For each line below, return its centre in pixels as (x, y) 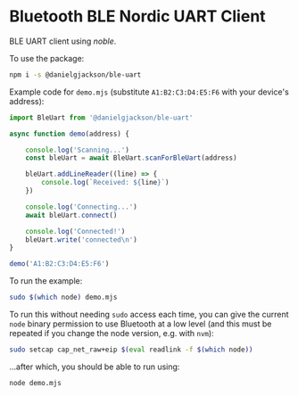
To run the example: (46, 281)
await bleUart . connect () (71, 215)
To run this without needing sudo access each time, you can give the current (149, 315)
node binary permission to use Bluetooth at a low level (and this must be (141, 324)
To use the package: (47, 58)
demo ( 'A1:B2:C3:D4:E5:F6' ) (59, 264)
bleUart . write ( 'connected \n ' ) (82, 239)
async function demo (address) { (69, 134)
